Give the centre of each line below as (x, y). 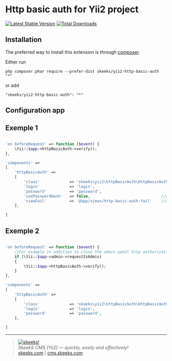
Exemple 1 (22, 128)
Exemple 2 (22, 231)
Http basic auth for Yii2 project (72, 9)
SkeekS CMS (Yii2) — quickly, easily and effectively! (73, 348)
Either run (16, 62)
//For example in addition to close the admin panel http (78, 252)
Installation (24, 40)
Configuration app (35, 110)
